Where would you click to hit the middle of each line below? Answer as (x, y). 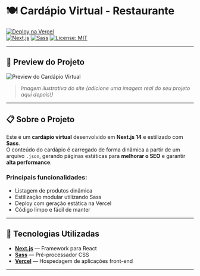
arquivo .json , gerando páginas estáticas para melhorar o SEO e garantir (96, 156)
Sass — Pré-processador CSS (52, 255)
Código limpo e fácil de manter (52, 209)
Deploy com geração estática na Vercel (63, 203)
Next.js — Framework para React (56, 248)
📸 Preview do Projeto (46, 62)
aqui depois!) (37, 94)
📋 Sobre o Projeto (40, 120)
